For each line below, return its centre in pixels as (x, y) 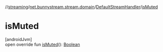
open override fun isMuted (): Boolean (42, 44)
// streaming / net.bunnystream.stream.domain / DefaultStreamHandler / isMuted (81, 7)
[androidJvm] (19, 39)
